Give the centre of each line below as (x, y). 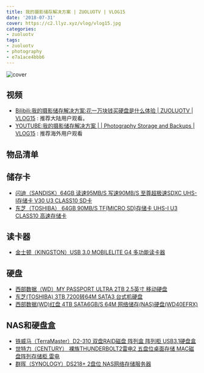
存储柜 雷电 (45, 357)
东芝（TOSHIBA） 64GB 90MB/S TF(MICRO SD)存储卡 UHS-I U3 (96, 208)
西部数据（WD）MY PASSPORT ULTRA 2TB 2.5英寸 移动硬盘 (91, 289)
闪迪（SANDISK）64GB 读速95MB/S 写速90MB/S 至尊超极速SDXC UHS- (106, 193)
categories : (21, 29)
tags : (13, 40)
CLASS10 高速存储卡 (41, 216)
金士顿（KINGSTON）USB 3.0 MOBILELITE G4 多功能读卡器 (90, 252)
